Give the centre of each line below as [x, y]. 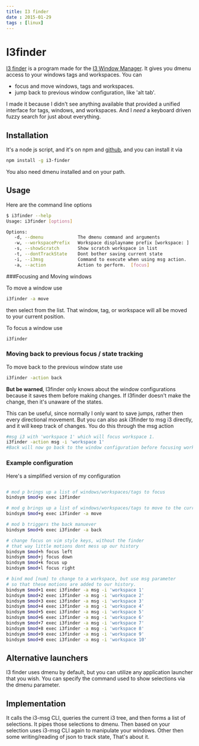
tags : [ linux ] [25, 23]
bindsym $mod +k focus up [37, 563]
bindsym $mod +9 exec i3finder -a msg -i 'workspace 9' [75, 634]
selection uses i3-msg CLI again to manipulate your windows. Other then [95, 731]
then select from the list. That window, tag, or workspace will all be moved [97, 310]
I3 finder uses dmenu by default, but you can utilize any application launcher [99, 672]
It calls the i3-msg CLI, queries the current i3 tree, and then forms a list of [96, 718]
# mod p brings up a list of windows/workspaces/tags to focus [86, 492]
